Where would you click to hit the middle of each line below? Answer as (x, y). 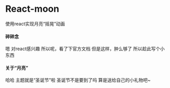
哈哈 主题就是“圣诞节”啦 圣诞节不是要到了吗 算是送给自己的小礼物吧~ (78, 80)
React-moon (32, 9)
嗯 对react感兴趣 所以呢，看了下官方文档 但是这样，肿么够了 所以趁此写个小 (85, 49)
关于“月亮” (17, 68)
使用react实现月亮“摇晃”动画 (35, 24)
